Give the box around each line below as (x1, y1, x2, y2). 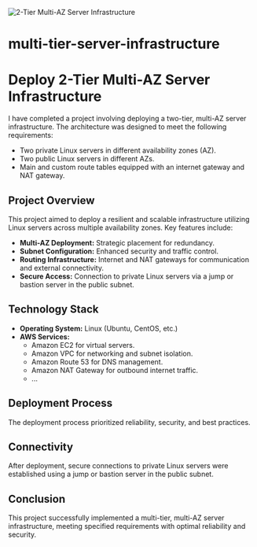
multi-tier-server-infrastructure (8, 35, 220, 53)
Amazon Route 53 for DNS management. (31, 357, 163, 366)
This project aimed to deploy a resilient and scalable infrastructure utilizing (8, 214, 250, 224)
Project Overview (8, 194, 95, 207)
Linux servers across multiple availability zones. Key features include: (8, 223, 233, 232)
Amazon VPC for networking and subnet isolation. (31, 349, 193, 358)
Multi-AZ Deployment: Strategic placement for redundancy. (19, 238, 215, 247)
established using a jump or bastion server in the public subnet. (8, 469, 214, 479)
